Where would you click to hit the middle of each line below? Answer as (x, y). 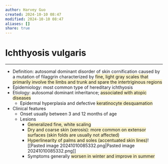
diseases (22, 98)
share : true (17, 28)
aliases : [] (17, 24)
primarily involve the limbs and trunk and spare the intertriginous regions (87, 82)
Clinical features (29, 109)
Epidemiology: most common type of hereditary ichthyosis (73, 87)
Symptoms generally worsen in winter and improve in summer (91, 156)
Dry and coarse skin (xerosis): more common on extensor (87, 130)
